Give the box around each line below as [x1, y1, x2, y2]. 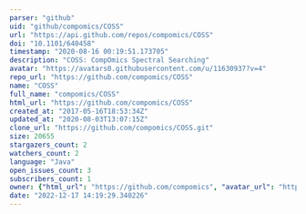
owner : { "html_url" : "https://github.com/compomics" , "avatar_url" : [9, 183, 275, 192]
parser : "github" [9, 13, 76, 23]
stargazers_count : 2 [9, 140, 88, 149]
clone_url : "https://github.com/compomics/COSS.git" [9, 124, 214, 133]
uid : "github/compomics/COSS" [9, 22, 125, 31]
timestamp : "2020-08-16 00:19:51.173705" [9, 47, 169, 56]
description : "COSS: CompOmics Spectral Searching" [9, 56, 209, 65]
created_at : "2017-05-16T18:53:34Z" [9, 107, 148, 116]
